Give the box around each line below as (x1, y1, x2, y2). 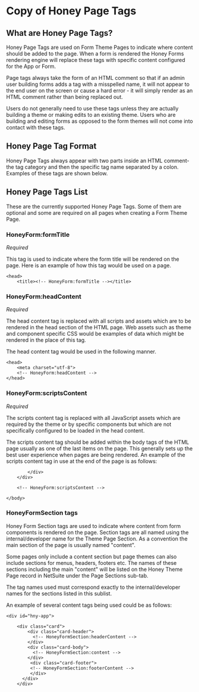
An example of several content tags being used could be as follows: (6, 601, 172, 608)
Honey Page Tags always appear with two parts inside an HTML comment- (6, 157, 189, 164)
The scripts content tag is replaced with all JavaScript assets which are (6, 414, 181, 421)
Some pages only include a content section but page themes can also (6, 553, 177, 560)
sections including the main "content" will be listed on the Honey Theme (6, 566, 183, 573)
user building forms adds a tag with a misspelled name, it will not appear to (6, 81, 190, 88)
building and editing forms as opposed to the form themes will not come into (6, 118, 193, 125)
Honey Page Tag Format (6, 141, 97, 152)
